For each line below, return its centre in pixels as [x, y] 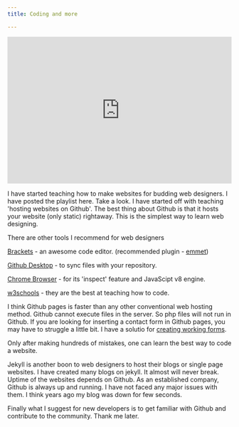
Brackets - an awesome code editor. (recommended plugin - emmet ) [108, 251]
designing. [23, 223]
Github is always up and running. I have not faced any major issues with [113, 387]
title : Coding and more [43, 14]
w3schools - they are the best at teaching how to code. [89, 292]
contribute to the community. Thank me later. [73, 416]
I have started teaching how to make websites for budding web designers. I [118, 194]
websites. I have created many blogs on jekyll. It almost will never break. [113, 371]
